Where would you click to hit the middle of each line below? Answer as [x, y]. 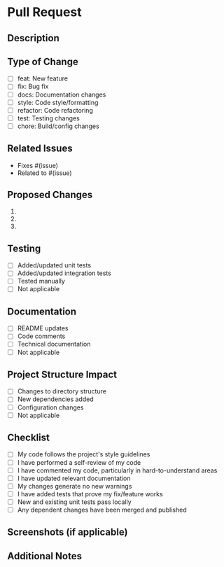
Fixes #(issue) [37, 165]
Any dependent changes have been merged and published [102, 510]
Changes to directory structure [62, 391]
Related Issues [40, 149]
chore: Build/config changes [58, 126]
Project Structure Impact [62, 374]
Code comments [41, 336]
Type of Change [43, 61]
